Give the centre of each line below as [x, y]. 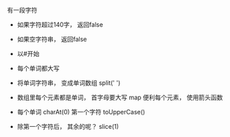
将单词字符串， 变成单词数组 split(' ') [69, 83]
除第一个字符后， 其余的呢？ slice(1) [68, 126]
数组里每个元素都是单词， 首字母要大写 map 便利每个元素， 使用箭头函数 [120, 97]
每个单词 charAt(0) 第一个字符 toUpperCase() [81, 112]
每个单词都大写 [38, 68]
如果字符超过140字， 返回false [60, 25]
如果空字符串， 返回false [52, 39]
